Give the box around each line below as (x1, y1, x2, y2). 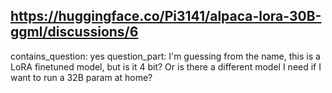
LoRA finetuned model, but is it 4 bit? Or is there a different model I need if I (10, 60, 322, 73)
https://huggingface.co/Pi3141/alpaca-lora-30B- (10, 8, 322, 25)
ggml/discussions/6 (10, 24, 139, 41)
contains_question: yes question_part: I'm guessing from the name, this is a (10, 50, 321, 62)
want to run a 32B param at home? (10, 71, 153, 83)
